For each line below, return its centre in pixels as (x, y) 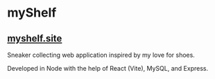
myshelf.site (35, 38)
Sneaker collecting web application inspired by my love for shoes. (101, 55)
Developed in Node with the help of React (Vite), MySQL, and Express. (108, 68)
